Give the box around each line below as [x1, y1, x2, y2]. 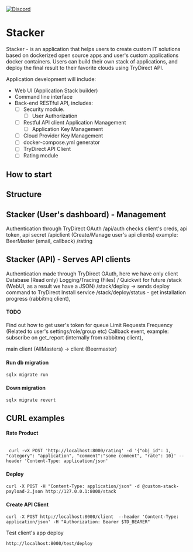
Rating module [23, 152, 58, 159]
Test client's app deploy [6, 529, 64, 537]
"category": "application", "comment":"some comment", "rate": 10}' [6, 453, 177, 459]
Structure [6, 190, 42, 200]
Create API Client [6, 501, 49, 508]
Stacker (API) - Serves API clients [6, 254, 130, 264]
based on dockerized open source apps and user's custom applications [6, 52, 179, 59]
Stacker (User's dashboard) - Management [6, 209, 166, 220]
